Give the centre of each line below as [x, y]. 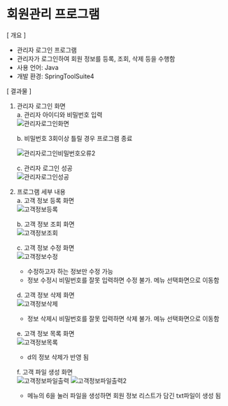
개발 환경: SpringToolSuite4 [56, 76]
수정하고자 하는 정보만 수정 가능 [70, 271]
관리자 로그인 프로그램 [47, 50]
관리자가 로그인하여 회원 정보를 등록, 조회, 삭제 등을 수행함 [96, 58]
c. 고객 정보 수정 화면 [45, 247]
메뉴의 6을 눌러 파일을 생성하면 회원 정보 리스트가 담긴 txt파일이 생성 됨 [124, 395]
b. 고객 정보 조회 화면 [45, 224]
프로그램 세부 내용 [41, 191]
